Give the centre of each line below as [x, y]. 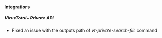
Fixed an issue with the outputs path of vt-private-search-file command [84, 30]
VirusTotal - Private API [29, 18]
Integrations [17, 7]
